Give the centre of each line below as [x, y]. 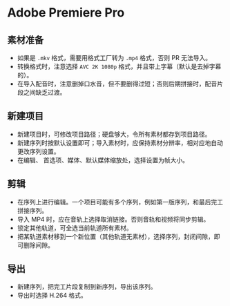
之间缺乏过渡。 [45, 92]
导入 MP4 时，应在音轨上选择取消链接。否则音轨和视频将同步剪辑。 [113, 219]
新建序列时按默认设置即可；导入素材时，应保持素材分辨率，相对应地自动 [120, 142]
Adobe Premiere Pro [66, 13]
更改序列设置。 [38, 151]
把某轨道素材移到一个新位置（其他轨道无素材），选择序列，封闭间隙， [115, 236]
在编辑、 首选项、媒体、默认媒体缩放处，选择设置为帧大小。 [103, 160]
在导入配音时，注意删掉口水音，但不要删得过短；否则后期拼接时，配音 [117, 84]
